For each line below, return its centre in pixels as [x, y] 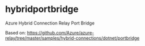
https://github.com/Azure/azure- [60, 32]
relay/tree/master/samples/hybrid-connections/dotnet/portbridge [72, 38]
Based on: [15, 32]
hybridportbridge [42, 9]
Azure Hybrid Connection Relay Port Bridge [50, 23]
